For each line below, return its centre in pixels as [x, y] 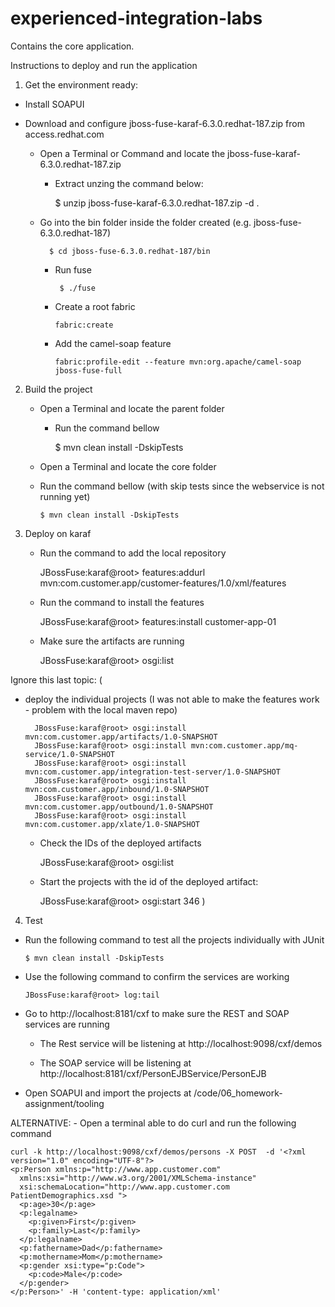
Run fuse [73, 269]
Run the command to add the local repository [133, 553]
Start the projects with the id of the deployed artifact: [149, 881]
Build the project [58, 389]
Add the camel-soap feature [113, 343]
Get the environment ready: [81, 84]
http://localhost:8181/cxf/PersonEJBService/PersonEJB [153, 1073]
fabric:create [84, 325]
